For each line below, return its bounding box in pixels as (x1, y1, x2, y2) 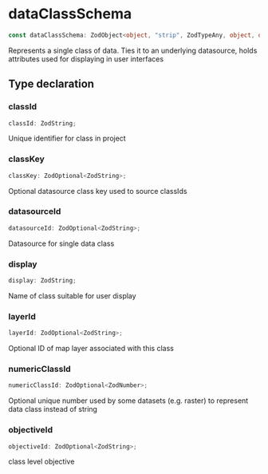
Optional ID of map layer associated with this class (8, 344, 174, 354)
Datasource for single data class (8, 239, 115, 248)
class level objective (8, 456, 75, 467)
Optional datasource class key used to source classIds (8, 186, 187, 196)
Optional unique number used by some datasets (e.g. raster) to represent (8, 396, 249, 405)
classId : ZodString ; (8, 119, 77, 128)
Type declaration (8, 77, 94, 91)
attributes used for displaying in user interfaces (8, 53, 164, 64)
